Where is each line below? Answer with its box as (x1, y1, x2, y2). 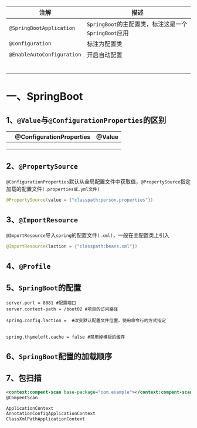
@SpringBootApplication (9, 25, 76, 31)
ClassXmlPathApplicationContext (6, 416, 85, 422)
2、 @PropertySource (6, 161, 78, 171)
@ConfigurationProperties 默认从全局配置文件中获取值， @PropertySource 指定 (6, 178, 191, 185)
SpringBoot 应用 (87, 29, 129, 37)
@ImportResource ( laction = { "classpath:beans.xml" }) (6, 243, 138, 249)
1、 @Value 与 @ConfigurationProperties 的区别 (6, 115, 167, 125)
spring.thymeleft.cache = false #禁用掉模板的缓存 (6, 334, 125, 340)
